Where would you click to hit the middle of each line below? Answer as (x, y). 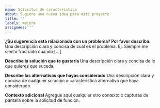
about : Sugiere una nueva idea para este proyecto (57, 14)
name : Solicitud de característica (41, 9)
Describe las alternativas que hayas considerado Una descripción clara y (80, 76)
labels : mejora (20, 23)
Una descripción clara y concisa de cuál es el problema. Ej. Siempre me (77, 46)
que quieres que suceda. (30, 66)
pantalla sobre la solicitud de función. (42, 100)
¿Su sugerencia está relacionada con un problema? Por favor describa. (78, 41)
